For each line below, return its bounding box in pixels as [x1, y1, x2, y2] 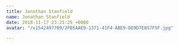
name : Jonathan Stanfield [6, 14, 70, 20]
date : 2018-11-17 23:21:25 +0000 [6, 19, 89, 25]
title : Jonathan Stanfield [6, 8, 73, 15]
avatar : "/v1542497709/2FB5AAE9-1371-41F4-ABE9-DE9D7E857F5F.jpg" [6, 25, 174, 31]
